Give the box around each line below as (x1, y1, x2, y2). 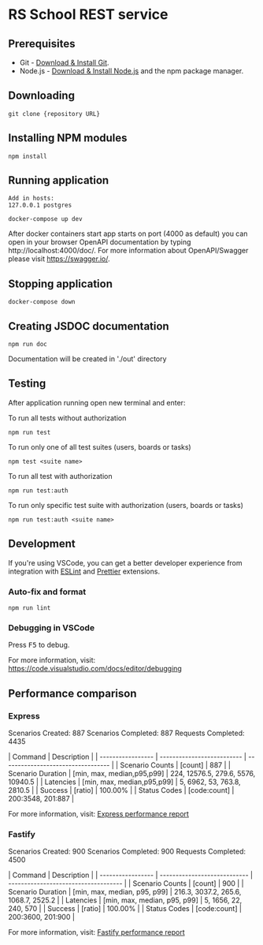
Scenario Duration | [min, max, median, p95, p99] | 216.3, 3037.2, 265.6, (8, 887, 242, 897)
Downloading (8, 89, 75, 103)
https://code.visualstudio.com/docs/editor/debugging (8, 664, 183, 674)
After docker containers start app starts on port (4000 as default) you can (8, 229, 248, 238)
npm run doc (8, 341, 47, 349)
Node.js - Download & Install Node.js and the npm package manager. (19, 66, 244, 76)
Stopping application (8, 277, 113, 290)
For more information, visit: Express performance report (8, 809, 189, 818)
